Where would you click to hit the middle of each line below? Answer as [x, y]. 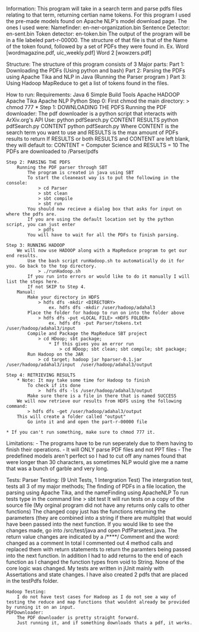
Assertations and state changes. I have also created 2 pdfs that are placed [97, 574]
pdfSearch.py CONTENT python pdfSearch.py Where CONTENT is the [92, 126]
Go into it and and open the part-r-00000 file [87, 422]
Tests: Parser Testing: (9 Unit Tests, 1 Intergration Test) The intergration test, [99, 480]
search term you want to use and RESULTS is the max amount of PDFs [92, 132]
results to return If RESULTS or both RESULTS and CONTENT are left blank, [98, 139]
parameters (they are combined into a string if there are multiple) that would [99, 518]
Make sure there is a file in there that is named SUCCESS [102, 396]
